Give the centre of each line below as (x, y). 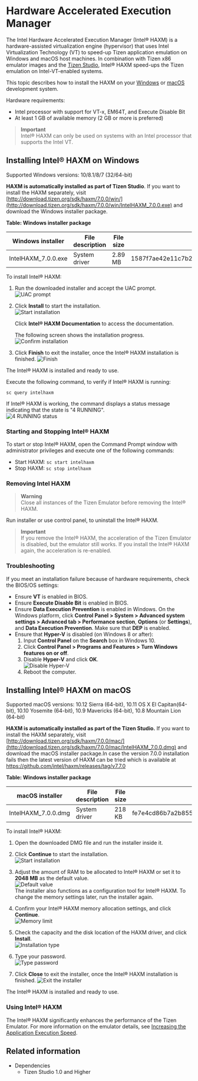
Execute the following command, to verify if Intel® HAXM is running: (88, 381)
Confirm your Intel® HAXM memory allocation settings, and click (93, 909)
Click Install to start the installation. (58, 306)
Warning (31, 497)
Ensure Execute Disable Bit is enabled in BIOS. (71, 603)
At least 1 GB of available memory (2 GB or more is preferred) (89, 118)
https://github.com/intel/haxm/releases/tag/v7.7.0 (66, 766)
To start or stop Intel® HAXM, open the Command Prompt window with (92, 445)
